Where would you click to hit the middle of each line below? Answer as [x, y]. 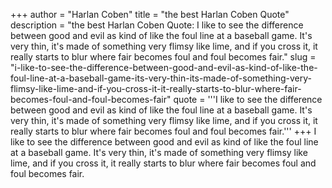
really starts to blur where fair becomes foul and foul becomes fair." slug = [163, 57]
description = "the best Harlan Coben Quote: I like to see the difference [157, 25]
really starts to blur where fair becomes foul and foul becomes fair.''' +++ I [163, 131]
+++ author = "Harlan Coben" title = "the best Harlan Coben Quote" [150, 14]
